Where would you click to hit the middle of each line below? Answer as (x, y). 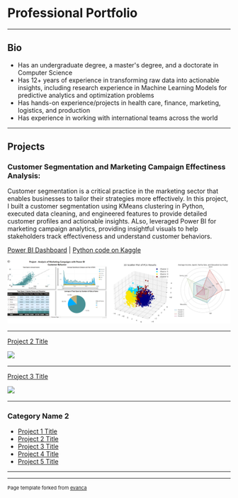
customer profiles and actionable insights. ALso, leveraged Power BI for (112, 221)
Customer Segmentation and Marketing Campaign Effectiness (117, 167)
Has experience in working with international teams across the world (118, 118)
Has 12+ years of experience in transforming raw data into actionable (118, 80)
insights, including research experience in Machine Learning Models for (122, 87)
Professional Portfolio (73, 13)
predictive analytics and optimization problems (86, 95)
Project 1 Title (38, 431)
